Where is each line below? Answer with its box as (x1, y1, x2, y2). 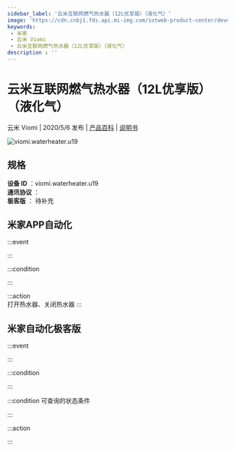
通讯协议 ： (7, 188, 40, 196)
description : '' (7, 50, 58, 57)
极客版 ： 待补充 (7, 196, 54, 205)
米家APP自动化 (7, 219, 72, 231)
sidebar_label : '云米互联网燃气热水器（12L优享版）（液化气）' (7, 10, 172, 17)
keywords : (7, 23, 36, 30)
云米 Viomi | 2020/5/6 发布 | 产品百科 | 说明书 (7, 123, 138, 131)
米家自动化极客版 (7, 323, 81, 334)
